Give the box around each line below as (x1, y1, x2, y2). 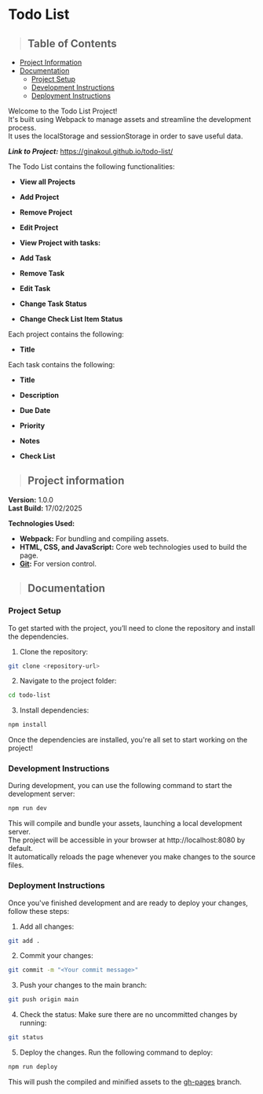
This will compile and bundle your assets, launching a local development (8, 819, 243, 828)
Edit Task (19, 284, 51, 293)
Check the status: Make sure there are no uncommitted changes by (19, 1010, 238, 1019)
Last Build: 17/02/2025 (8, 503, 82, 513)
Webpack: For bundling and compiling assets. (19, 533, 169, 543)
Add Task (19, 253, 52, 263)
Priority (19, 421, 46, 430)
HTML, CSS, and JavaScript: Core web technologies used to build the (19, 542, 247, 551)
